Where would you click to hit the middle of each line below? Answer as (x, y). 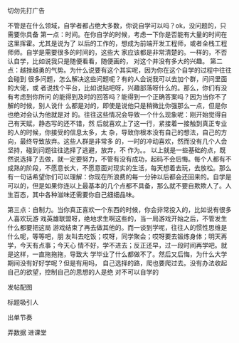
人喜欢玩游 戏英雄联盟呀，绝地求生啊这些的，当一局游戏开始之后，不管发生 (117, 218)
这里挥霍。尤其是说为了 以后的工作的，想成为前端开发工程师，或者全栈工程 (117, 43)
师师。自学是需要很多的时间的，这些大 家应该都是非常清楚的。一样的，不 (114, 52)
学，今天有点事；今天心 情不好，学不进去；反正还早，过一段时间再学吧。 (114, 245)
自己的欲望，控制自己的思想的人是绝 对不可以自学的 (83, 272)
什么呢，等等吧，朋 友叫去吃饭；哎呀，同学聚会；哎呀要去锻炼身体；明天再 (117, 236)
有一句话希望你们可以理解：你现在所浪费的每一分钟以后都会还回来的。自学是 (119, 177)
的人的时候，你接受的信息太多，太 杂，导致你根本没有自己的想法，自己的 (114, 132)
